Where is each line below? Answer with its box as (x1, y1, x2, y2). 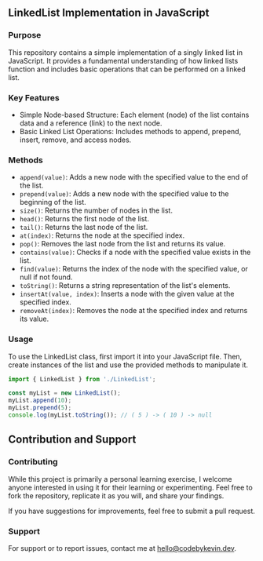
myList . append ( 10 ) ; (8, 396, 72, 405)
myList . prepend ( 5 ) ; (8, 404, 72, 412)
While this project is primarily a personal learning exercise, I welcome (8, 474, 232, 483)
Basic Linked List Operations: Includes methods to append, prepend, (19, 126, 242, 136)
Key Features (8, 92, 60, 103)
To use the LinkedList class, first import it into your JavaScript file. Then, (8, 352, 243, 361)
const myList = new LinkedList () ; (8, 389, 122, 397)
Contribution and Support (8, 433, 137, 446)
